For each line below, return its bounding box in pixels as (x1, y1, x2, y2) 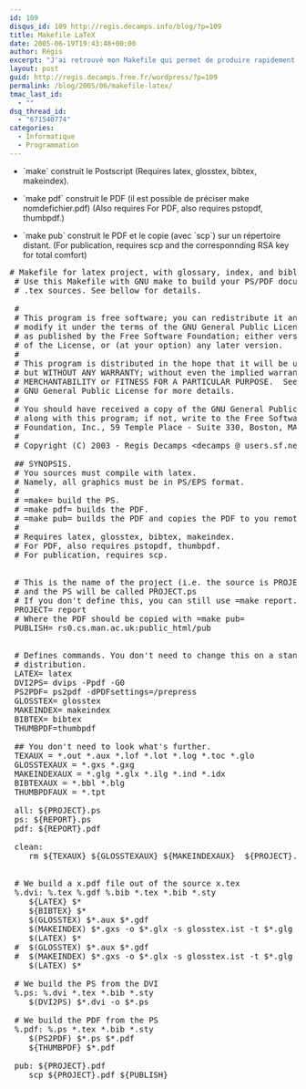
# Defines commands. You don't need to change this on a (14, 649, 274, 660)
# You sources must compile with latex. (14, 467, 198, 478)
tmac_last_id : (9, 89, 64, 99)
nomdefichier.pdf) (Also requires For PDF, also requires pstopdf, (22, 202, 263, 213)
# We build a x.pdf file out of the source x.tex (14, 877, 240, 888)
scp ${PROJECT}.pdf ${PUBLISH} (28, 1069, 168, 1080)
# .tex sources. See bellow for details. (14, 285, 202, 296)
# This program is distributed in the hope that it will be (14, 358, 289, 368)
